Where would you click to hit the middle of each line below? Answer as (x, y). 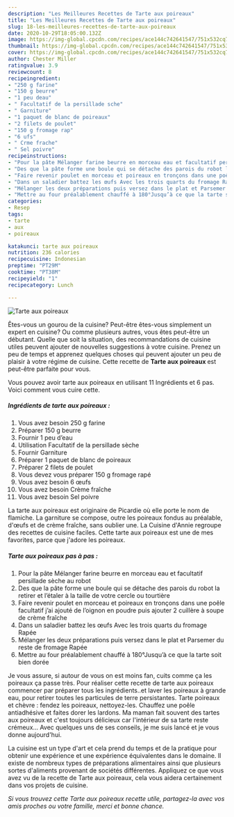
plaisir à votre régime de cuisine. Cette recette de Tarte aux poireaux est (112, 361)
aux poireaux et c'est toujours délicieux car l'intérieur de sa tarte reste (108, 720)
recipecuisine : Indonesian (47, 259)
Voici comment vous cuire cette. (54, 390)
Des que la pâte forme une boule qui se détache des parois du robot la (119, 588)
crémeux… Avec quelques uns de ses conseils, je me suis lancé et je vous (114, 727)
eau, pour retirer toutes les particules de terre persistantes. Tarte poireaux (114, 698)
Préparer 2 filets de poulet (55, 468)
